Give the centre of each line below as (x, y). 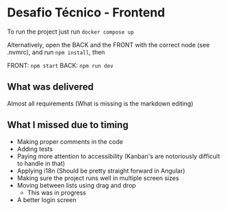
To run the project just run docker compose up (71, 32)
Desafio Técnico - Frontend (86, 13)
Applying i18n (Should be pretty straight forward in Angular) (101, 171)
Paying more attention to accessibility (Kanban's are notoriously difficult (118, 156)
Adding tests (35, 149)
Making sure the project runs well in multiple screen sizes (98, 178)
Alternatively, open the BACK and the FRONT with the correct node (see (108, 45)
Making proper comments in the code (70, 141)
